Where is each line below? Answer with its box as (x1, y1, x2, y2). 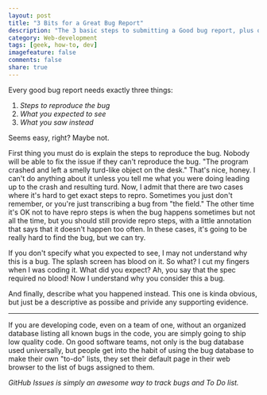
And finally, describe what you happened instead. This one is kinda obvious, (8, 289, 257, 298)
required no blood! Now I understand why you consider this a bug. (8, 273, 225, 283)
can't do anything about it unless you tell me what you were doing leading (8, 173, 250, 183)
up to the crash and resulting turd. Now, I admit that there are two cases (8, 182, 244, 192)
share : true (8, 64, 48, 72)
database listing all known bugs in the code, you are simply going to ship (8, 328, 246, 338)
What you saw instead (19, 117, 94, 127)
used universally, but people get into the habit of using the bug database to (8, 345, 254, 354)
